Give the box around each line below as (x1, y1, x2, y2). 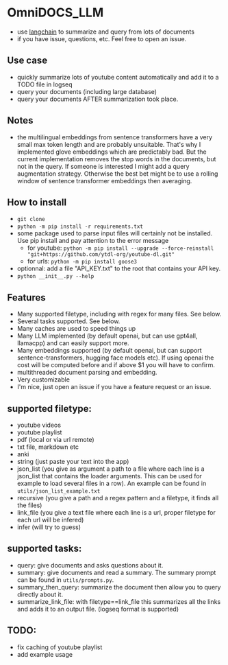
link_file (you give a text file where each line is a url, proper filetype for (16, 509, 216, 516)
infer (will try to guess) (16, 523, 81, 531)
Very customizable (16, 375, 71, 384)
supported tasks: (7, 543, 82, 555)
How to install (7, 196, 67, 208)
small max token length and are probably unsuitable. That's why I (16, 140, 201, 148)
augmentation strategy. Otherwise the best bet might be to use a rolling (16, 170, 218, 178)
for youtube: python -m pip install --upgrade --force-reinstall (27, 244, 214, 252)
